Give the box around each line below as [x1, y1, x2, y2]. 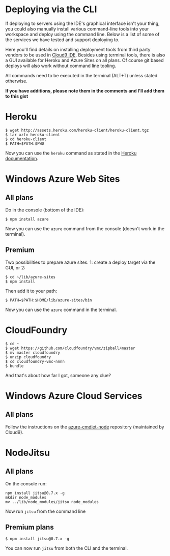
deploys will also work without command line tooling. [5, 63, 116, 69]
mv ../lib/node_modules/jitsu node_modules [5, 499, 99, 504]
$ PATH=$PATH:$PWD [5, 141, 44, 146]
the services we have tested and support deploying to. [5, 37, 120, 43]
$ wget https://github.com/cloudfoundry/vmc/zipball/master [5, 346, 136, 351]
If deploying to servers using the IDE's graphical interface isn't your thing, [5, 20, 160, 26]
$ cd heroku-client [5, 136, 47, 142]
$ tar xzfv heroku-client [5, 132, 60, 137]
